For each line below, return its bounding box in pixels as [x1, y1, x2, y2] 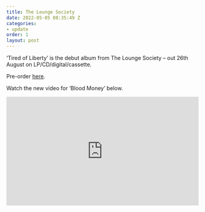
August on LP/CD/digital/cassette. [6, 61, 92, 68]
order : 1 [6, 32, 29, 38]
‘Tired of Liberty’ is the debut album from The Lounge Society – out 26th [6, 55, 189, 61]
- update [6, 26, 29, 32]
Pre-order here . [6, 73, 46, 80]
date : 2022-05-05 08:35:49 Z [6, 15, 81, 21]
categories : [6, 20, 37, 26]
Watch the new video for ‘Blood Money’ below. [6, 85, 123, 92]
